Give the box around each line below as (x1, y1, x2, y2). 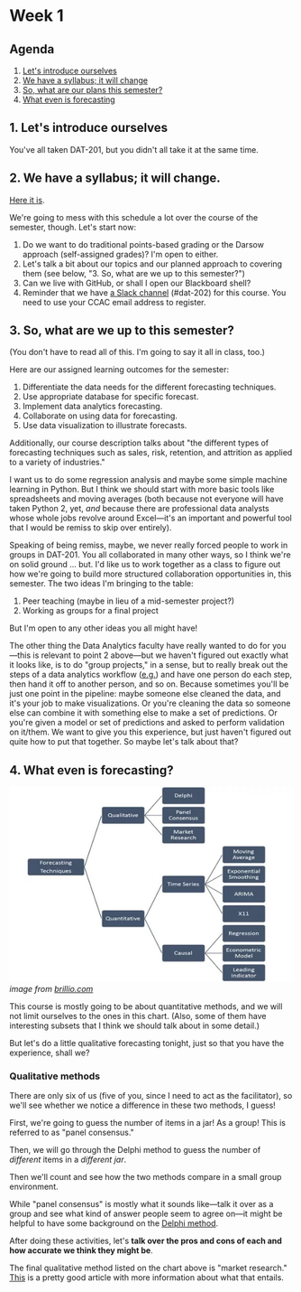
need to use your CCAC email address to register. (22, 296, 206, 307)
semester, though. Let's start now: (9, 221, 137, 232)
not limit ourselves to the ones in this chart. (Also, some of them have (9, 1010, 267, 1021)
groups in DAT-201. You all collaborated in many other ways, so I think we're (9, 549, 291, 560)
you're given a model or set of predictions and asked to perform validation (9, 717, 286, 728)
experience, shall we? (9, 1047, 90, 1058)
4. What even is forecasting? (9, 763, 174, 778)
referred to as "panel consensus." (9, 1127, 135, 1138)
